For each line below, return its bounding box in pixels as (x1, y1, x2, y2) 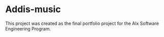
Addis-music (5, 4, 61, 15)
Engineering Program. (5, 25, 51, 31)
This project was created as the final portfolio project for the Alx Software (5, 20, 159, 26)
